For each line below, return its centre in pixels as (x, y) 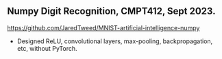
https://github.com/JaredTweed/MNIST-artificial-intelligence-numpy (103, 27)
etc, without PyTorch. (47, 48)
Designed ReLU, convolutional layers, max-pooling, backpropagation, (115, 41)
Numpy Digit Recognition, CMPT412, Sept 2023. (111, 11)
